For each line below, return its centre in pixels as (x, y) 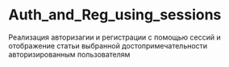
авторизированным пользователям (69, 54)
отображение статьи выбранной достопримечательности (108, 45)
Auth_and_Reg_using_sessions (115, 15)
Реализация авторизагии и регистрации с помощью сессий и (115, 37)
